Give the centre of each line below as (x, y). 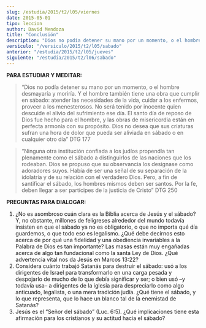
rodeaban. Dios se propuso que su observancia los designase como (107, 164)
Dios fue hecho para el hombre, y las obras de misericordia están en (108, 120)
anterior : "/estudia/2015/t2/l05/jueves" (60, 52)
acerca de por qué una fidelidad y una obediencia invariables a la (98, 240)
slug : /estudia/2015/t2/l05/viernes (53, 12)
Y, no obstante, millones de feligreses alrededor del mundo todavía (100, 220)
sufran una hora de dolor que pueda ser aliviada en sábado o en (102, 132)
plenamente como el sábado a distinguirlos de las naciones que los (106, 158)
